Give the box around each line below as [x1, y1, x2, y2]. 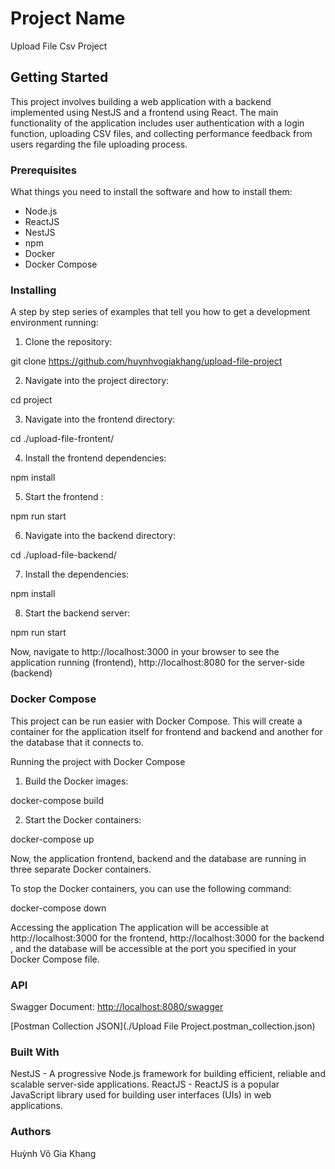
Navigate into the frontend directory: [24, 413, 176, 426]
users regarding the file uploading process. [10, 138, 188, 150]
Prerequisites [10, 163, 77, 177]
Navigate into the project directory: [24, 375, 170, 387]
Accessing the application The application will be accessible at [10, 921, 269, 933]
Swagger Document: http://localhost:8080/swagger [10, 1000, 224, 1012]
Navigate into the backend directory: [24, 530, 176, 542]
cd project [10, 394, 53, 406]
